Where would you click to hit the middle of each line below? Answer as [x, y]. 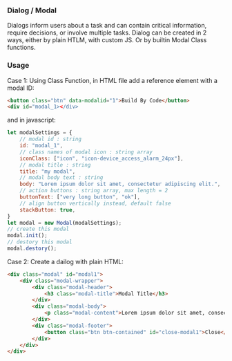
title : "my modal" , [48, 172]
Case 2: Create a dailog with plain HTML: [66, 261]
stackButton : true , [48, 210]
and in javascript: [32, 120]
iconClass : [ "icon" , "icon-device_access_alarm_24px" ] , [102, 158]
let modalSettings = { [40, 133]
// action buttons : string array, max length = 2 [94, 191]
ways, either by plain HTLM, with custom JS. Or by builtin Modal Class [107, 40]
